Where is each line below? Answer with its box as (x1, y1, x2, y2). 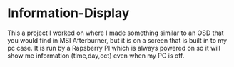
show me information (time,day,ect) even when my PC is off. (7, 51, 185, 60)
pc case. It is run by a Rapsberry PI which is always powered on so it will (7, 43, 221, 52)
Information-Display (7, 5, 130, 21)
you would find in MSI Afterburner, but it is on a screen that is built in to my (7, 36, 227, 44)
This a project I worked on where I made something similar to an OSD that (7, 29, 224, 37)
